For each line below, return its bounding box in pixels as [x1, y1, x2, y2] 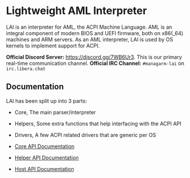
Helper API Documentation [14, 154, 79, 161]
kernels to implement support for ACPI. [6, 42, 100, 49]
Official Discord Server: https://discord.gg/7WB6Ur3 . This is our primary [6, 53, 182, 60]
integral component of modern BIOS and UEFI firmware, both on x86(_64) [6, 29, 184, 36]
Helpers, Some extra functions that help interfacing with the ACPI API [14, 120, 182, 127]
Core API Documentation [14, 142, 75, 150]
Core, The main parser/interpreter [14, 108, 96, 115]
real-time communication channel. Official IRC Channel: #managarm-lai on [6, 60, 185, 67]
